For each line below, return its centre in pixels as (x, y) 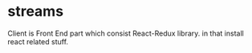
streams (36, 11)
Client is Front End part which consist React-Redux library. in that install (126, 33)
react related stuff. (38, 41)
